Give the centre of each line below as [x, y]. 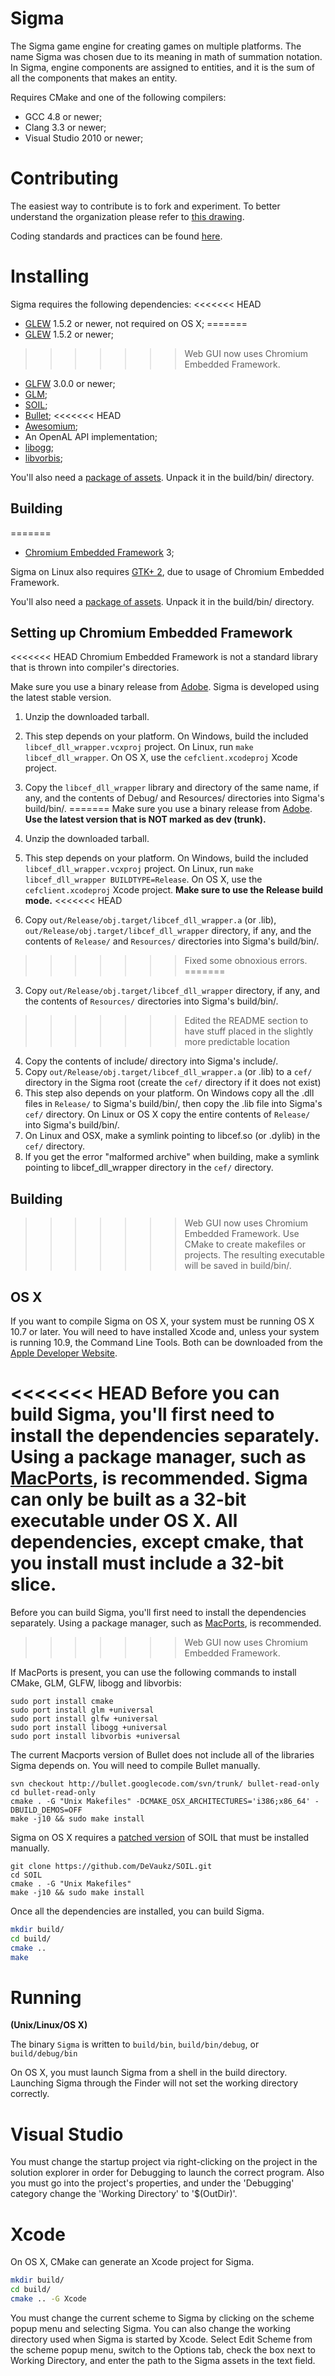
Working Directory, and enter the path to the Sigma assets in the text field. [163, 2360]
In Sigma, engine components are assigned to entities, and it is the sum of [162, 67]
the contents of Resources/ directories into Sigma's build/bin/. [151, 1001]
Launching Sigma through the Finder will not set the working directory [154, 2083]
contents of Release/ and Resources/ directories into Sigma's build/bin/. [172, 941]
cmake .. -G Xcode [48, 2299]
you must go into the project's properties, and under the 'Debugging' [152, 2183]
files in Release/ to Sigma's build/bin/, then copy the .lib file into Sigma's [173, 1104]
